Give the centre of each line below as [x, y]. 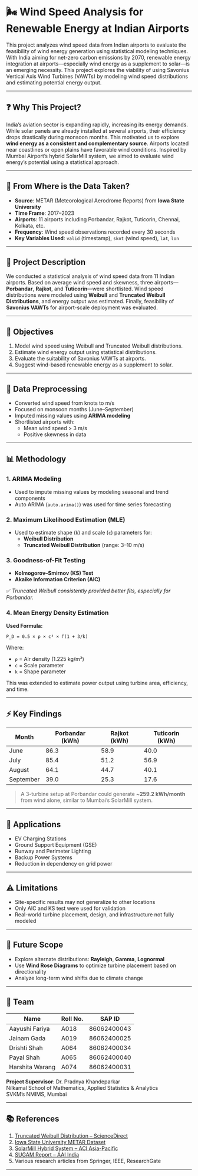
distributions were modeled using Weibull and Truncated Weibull [86, 295]
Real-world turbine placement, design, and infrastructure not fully [94, 915]
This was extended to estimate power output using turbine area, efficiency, [97, 683]
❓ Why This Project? [44, 107]
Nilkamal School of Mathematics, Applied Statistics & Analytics [82, 1087]
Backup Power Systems [43, 857]
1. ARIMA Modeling [34, 479]
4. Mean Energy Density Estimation [57, 613]
